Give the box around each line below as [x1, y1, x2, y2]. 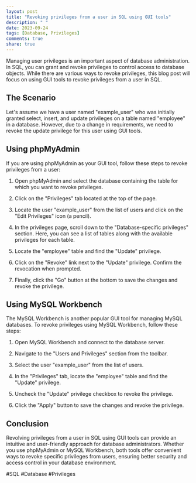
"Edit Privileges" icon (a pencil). [14, 212, 92, 220]
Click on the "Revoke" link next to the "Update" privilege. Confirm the [14, 259, 182, 266]
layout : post [6, 8, 38, 15]
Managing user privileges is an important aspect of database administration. [6, 57, 190, 64]
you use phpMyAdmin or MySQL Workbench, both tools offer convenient [6, 447, 181, 454]
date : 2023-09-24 [6, 25, 49, 31]
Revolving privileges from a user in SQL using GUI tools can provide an [6, 434, 177, 441]
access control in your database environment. [6, 459, 117, 466]
